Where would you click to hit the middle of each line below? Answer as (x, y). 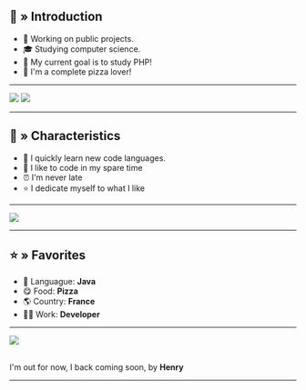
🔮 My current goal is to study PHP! (87, 62)
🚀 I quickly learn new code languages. (94, 158)
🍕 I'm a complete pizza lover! (77, 71)
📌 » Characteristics (65, 136)
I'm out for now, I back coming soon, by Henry (97, 367)
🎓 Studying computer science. (82, 49)
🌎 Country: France (59, 302)
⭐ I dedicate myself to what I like (84, 188)
